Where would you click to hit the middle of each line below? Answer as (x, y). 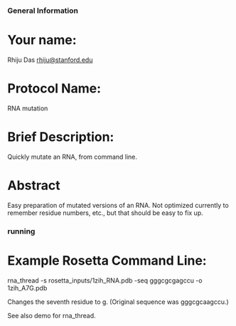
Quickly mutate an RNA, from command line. (72, 157)
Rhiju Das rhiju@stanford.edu (50, 60)
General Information (43, 11)
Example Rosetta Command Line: (107, 260)
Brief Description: (61, 137)
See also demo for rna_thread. (52, 315)
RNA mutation (28, 108)
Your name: (42, 40)
